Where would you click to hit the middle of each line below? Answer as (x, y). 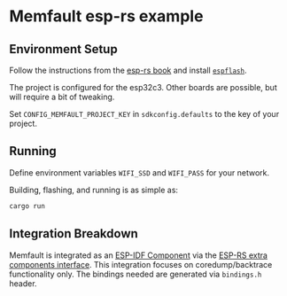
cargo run (27, 206)
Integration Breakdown (74, 234)
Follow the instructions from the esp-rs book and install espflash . (128, 70)
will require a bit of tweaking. (62, 97)
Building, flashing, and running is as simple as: (94, 190)
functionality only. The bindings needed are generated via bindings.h (136, 274)
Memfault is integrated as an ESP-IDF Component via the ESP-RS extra (139, 255)
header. (23, 283)
